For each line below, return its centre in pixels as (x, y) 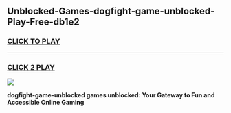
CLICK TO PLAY (34, 42)
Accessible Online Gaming (46, 102)
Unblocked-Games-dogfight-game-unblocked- (111, 11)
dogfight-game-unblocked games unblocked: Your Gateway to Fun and (111, 95)
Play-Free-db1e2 (44, 22)
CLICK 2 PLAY (31, 67)
